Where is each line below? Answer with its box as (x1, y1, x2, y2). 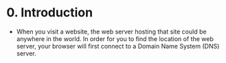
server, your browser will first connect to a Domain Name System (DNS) (16, 42, 220, 50)
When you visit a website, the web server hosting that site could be (16, 27, 207, 36)
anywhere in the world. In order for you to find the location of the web (16, 34, 214, 42)
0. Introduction (6, 5, 93, 21)
